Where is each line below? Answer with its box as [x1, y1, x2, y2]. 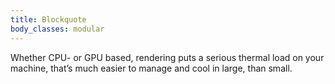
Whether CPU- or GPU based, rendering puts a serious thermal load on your [10, 51, 325, 63]
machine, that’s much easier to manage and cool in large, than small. [10, 62, 293, 74]
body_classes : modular [10, 24, 105, 34]
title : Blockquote [10, 14, 87, 25]
